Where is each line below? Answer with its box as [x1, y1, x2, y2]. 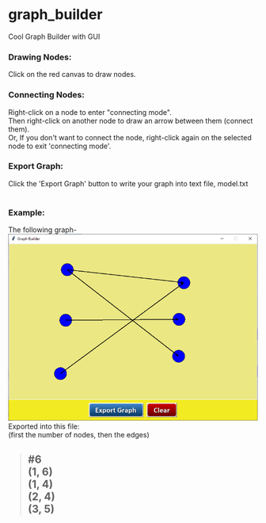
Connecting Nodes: [8, 90, 85, 101]
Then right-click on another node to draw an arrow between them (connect [8, 116, 253, 125]
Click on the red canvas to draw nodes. [8, 70, 136, 79]
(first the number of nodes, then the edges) [8, 429, 150, 439]
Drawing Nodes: [8, 52, 72, 63]
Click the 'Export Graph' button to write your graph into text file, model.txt [8, 178, 249, 188]
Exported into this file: [8, 422, 80, 431]
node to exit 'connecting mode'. [8, 141, 112, 151]
